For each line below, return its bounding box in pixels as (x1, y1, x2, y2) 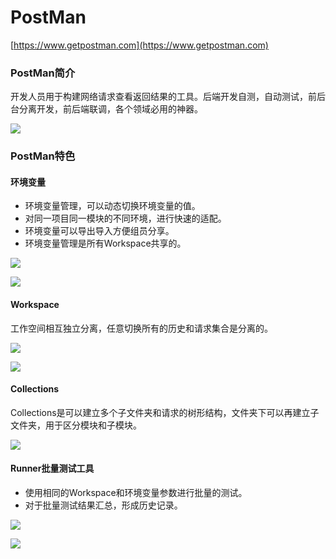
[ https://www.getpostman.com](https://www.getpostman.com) (10, 39, 269, 51)
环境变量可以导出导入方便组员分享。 (24, 225, 175, 237)
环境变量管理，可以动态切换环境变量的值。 (24, 200, 201, 212)
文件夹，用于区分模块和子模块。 (10, 419, 142, 431)
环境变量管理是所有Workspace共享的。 (24, 237, 187, 250)
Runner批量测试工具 (10, 462, 95, 475)
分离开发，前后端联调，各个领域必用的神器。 (18, 103, 203, 115)
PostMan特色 (10, 149, 76, 163)
